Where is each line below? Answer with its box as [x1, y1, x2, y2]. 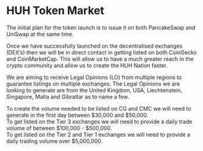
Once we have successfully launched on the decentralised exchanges [6, 42, 183, 50]
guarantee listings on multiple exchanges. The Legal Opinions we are [6, 80, 180, 87]
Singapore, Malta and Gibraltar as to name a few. [6, 93, 130, 100]
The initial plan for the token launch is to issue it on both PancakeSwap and [6, 24, 196, 31]
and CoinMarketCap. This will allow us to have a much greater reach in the [6, 55, 194, 62]
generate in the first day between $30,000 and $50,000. [6, 111, 149, 119]
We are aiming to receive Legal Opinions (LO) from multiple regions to [6, 73, 182, 81]
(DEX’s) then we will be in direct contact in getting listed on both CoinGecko [6, 48, 197, 56]
